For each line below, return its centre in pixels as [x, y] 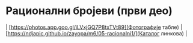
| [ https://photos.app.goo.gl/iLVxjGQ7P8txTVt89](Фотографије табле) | [94, 27]
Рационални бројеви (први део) [89, 11]
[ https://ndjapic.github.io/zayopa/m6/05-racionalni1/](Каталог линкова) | [96, 33]
